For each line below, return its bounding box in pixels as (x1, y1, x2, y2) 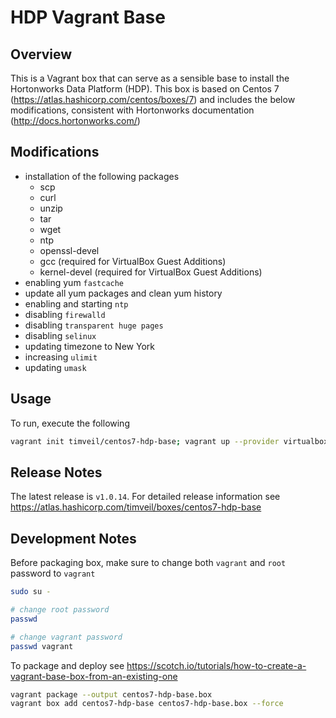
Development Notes (10, 530, 137, 547)
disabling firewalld (24, 308, 106, 320)
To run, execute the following (10, 417, 130, 429)
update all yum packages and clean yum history (24, 287, 223, 299)
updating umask (24, 361, 87, 373)
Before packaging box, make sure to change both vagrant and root (10, 557, 287, 569)
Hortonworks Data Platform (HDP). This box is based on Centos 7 (10, 83, 280, 95)
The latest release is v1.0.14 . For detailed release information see (10, 491, 281, 503)
